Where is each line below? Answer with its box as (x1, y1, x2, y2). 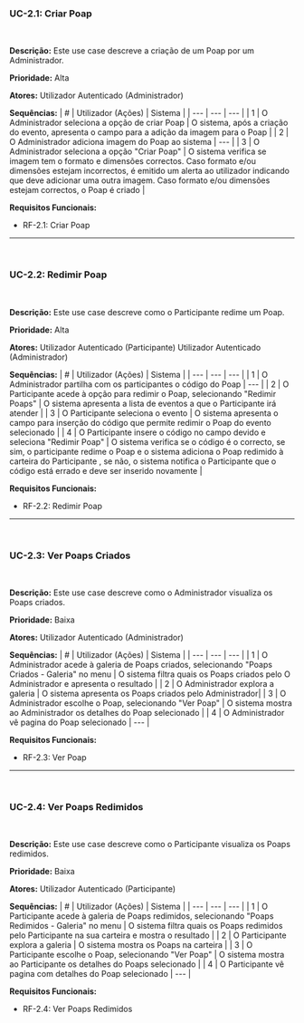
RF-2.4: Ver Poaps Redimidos (22, 1004, 133, 1015)
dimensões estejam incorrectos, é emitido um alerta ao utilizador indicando (9, 166, 290, 177)
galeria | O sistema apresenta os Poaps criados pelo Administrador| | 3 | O (9, 688, 287, 699)
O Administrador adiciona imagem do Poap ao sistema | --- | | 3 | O (9, 137, 261, 148)
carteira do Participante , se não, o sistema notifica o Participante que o (9, 456, 277, 467)
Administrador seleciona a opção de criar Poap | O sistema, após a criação (9, 117, 289, 129)
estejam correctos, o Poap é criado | (9, 185, 146, 196)
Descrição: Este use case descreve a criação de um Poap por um (9, 45, 255, 56)
